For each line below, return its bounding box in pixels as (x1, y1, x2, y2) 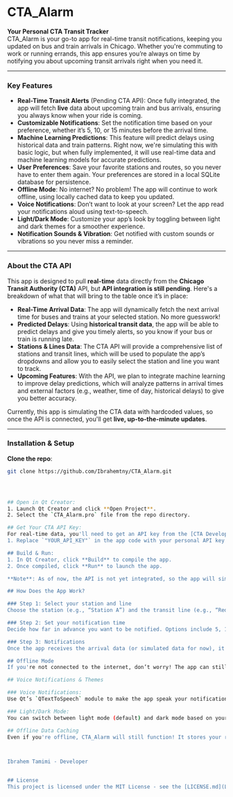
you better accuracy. (17, 394, 77, 402)
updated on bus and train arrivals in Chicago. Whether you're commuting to (7, 42, 223, 50)
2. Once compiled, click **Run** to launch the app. (7, 562, 163, 569)
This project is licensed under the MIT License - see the (7, 784, 182, 791)
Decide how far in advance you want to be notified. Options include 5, (7, 626, 222, 633)
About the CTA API (7, 261, 71, 271)
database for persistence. (17, 178, 92, 187)
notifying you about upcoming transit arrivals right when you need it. (7, 56, 203, 65)
